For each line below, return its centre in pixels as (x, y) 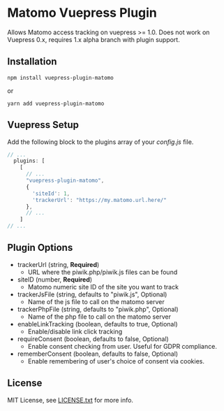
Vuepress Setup (43, 125)
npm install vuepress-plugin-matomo (60, 78)
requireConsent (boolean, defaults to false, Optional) (93, 339)
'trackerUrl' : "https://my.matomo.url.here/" (100, 200)
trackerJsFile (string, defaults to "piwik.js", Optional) (92, 294)
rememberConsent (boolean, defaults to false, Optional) (98, 354)
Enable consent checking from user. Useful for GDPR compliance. (122, 346)
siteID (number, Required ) (55, 279)
